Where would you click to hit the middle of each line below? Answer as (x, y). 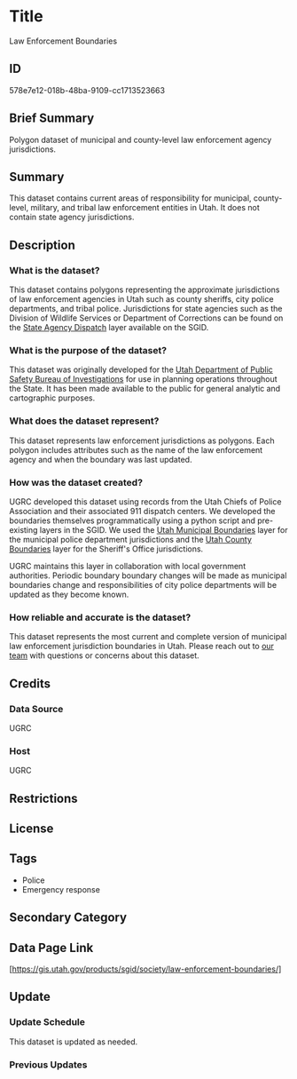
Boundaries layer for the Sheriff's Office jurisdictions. (106, 549)
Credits (30, 683)
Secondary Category (68, 918)
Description (42, 245)
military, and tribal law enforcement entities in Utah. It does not (145, 208)
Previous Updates (48, 1065)
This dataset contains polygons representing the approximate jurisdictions (145, 290)
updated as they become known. (69, 594)
